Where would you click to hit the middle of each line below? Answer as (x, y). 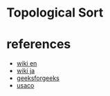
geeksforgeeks (38, 78)
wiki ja (26, 71)
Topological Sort (55, 13)
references (39, 45)
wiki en (27, 64)
